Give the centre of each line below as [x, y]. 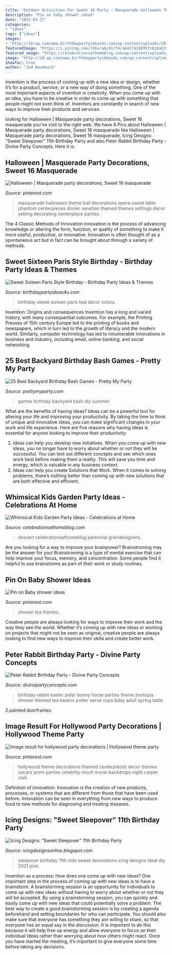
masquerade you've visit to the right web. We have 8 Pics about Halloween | [86, 125]
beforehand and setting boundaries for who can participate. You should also [86, 914]
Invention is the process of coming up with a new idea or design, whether [83, 82]
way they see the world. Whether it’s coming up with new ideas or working [84, 627]
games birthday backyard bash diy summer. [64, 401]
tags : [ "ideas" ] [23, 34]
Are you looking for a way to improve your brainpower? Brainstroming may [84, 547]
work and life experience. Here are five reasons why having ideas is [77, 427]
